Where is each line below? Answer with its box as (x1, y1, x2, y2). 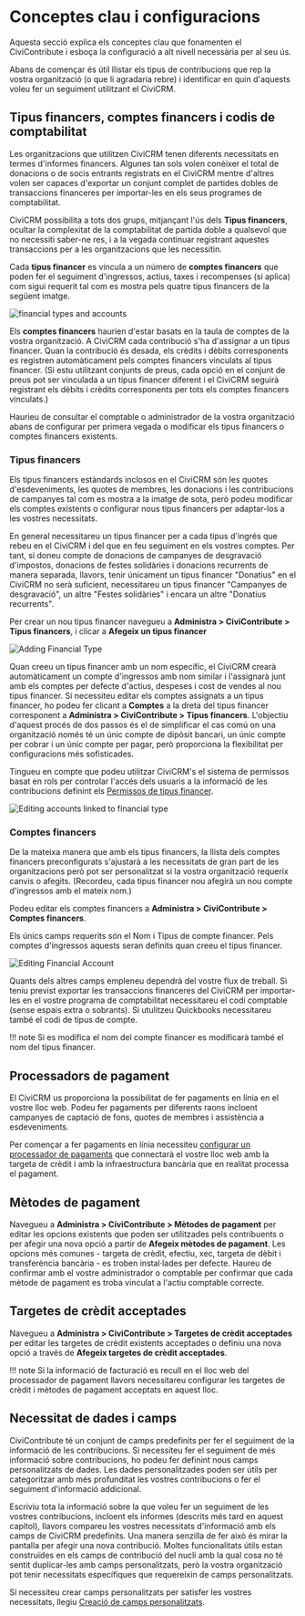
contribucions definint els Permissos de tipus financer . (9, 786, 214, 797)
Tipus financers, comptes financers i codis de (9, 109, 276, 125)
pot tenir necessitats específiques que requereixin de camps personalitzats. (9, 1569, 294, 1580)
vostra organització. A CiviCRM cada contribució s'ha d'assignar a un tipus (9, 335, 290, 346)
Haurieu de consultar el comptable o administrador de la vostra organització (9, 411, 296, 422)
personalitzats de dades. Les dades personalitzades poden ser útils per (9, 1464, 278, 1475)
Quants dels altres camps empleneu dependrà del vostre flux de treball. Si (9, 975, 288, 986)
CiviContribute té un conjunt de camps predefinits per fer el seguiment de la (9, 1434, 295, 1445)
